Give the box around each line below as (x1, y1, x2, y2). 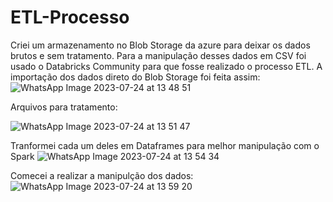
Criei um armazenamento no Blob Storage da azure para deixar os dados (10, 39, 311, 51)
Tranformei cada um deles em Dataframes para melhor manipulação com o (10, 139, 320, 151)
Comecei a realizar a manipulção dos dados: (10, 169, 194, 181)
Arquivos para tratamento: (10, 101, 118, 113)
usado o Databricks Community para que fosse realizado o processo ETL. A (10, 60, 323, 72)
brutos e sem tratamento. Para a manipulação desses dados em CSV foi (10, 49, 307, 61)
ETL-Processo (10, 6, 130, 29)
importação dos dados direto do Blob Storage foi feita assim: (10, 71, 261, 83)
